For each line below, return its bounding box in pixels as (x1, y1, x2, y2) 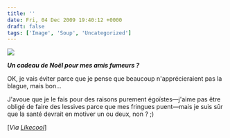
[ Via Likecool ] (7, 124, 47, 132)
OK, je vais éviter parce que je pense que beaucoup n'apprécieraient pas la (7, 75, 222, 83)
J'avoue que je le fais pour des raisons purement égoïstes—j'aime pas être (7, 95, 221, 103)
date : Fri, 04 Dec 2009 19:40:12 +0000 (7, 17, 123, 23)
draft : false (7, 23, 45, 30)
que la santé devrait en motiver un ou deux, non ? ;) (7, 110, 154, 118)
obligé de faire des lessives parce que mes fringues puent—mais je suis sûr (7, 103, 223, 111)
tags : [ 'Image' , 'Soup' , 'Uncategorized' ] (7, 29, 132, 37)
